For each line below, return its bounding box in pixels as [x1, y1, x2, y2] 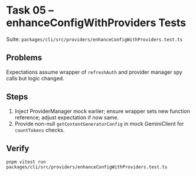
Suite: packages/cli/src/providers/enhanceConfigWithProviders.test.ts [6, 35, 183, 43]
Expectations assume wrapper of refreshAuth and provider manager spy [6, 69, 183, 76]
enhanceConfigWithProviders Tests [6, 16, 187, 30]
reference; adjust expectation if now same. [14, 113, 119, 121]
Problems [6, 53, 43, 63]
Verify [6, 143, 30, 154]
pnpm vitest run [6, 159, 46, 165]
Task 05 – [6, 4, 54, 17]
